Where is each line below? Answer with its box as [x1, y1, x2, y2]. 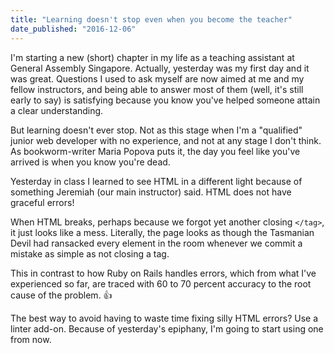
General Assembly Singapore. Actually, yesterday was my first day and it [10, 62, 310, 74]
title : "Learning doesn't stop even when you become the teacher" [10, 14, 293, 25]
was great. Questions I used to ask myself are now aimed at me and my [10, 72, 305, 85]
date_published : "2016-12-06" [10, 24, 137, 34]
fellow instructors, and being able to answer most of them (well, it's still [10, 83, 304, 95]
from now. [10, 333, 52, 345]
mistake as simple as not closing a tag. [10, 247, 170, 260]
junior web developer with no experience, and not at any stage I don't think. [10, 134, 322, 146]
